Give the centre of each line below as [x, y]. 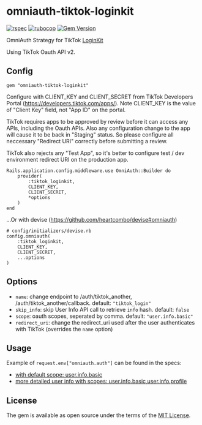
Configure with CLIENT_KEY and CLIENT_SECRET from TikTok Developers [100, 97]
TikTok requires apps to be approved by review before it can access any [97, 121]
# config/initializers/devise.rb [49, 231]
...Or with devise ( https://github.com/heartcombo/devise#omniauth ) [92, 219]
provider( [30, 176]
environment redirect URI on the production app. [67, 159]
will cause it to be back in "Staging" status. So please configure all [90, 134]
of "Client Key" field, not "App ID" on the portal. [66, 110]
